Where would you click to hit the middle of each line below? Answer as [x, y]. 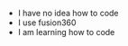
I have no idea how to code [68, 13]
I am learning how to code [66, 32]
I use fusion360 [47, 23]
